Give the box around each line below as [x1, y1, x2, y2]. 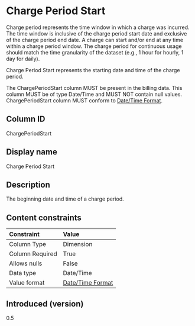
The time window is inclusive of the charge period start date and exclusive [6, 30, 187, 37]
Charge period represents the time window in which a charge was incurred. [6, 24, 190, 31]
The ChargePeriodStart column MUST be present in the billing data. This [6, 84, 183, 91]
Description [6, 179, 50, 190]
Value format [9, 279, 45, 287]
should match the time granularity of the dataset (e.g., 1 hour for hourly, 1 [6, 49, 184, 56]
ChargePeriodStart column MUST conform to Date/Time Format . [6, 96, 162, 104]
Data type [9, 269, 37, 277]
